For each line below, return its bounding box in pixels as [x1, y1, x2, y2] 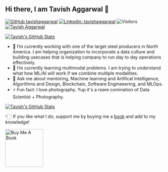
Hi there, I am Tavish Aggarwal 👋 [5, 5, 109, 14]
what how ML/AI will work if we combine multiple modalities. [12, 70, 139, 76]
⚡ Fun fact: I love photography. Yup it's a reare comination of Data [12, 86, 150, 92]
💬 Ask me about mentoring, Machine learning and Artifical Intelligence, [12, 75, 160, 81]
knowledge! [5, 119, 30, 125]
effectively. [12, 59, 36, 66]
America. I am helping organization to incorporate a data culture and [12, 48, 155, 54]
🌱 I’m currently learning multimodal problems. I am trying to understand [12, 65, 161, 71]
